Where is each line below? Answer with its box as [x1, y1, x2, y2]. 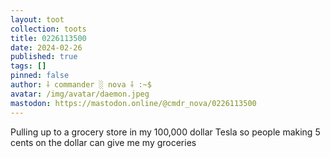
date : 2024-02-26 [10, 42, 83, 53]
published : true [10, 52, 78, 62]
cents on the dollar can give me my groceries [10, 136, 197, 148]
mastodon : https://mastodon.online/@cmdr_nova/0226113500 [10, 98, 257, 108]
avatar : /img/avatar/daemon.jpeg [10, 89, 150, 99]
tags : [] [10, 61, 47, 71]
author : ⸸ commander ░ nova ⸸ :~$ [10, 80, 152, 90]
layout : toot [10, 14, 65, 25]
